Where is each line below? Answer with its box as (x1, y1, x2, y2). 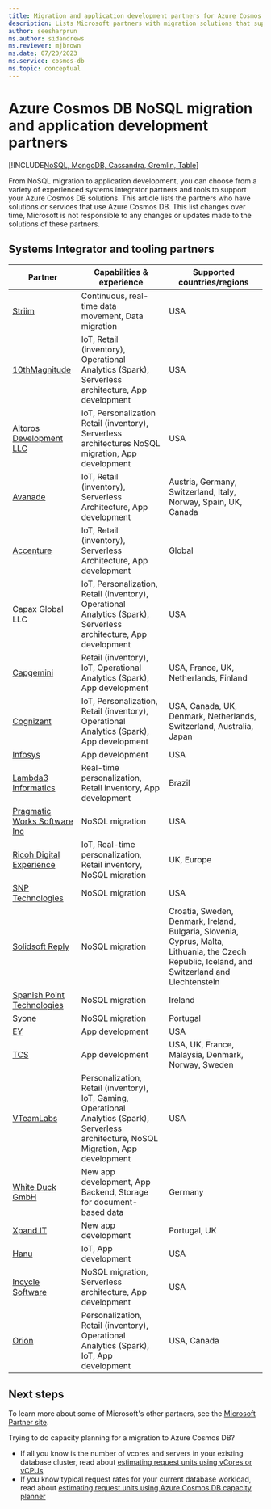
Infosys (12, 748, 40, 760)
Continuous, (81, 290, 127, 301)
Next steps (8, 1387, 65, 1401)
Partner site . (8, 1418, 49, 1427)
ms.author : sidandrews (8, 34, 85, 43)
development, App (81, 1176, 151, 1187)
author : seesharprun (8, 27, 78, 35)
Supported (192, 266, 236, 277)
